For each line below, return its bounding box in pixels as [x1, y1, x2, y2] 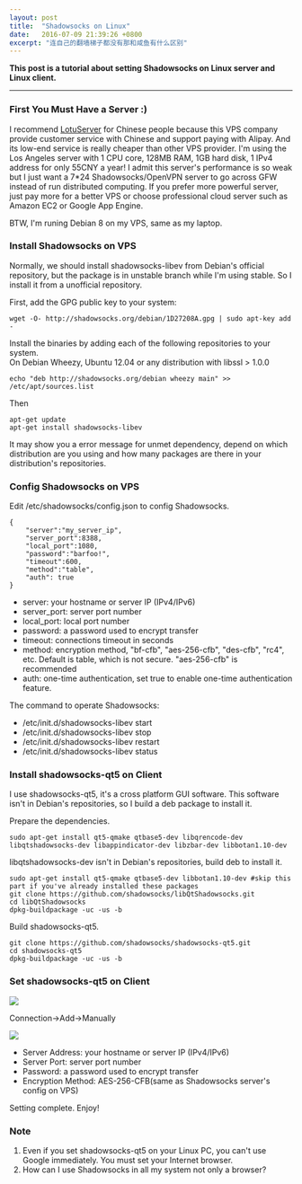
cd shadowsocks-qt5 [9, 947, 83, 956]
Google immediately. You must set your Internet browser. [22, 1155, 234, 1166]
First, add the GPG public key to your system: [9, 296, 177, 307]
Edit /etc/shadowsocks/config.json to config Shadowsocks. [9, 500, 230, 512]
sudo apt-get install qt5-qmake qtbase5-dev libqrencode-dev [9, 833, 244, 843]
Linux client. [9, 73, 57, 84]
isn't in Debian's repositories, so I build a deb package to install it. [9, 799, 253, 809]
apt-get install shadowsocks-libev [9, 423, 143, 432]
